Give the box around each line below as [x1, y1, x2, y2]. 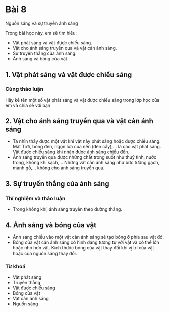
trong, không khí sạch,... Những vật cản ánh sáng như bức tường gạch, [12, 160, 160, 166]
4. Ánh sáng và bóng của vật [5, 221, 97, 229]
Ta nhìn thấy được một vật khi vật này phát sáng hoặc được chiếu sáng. [12, 138, 161, 144]
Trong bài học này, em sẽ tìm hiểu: [5, 30, 77, 36]
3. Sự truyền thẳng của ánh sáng [5, 179, 109, 188]
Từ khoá [5, 263, 26, 270]
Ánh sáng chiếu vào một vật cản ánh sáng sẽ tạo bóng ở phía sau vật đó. [12, 234, 164, 240]
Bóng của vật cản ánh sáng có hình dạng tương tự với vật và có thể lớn [12, 239, 160, 245]
